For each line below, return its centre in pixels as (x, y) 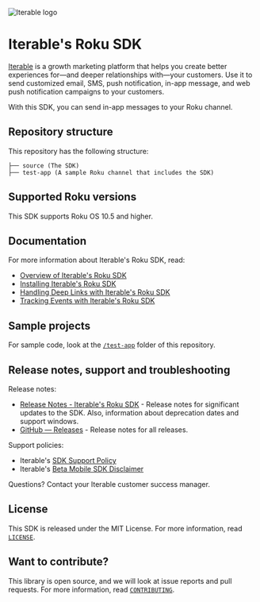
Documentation (48, 241)
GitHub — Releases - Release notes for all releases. (104, 430)
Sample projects (50, 326)
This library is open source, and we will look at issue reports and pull (120, 581)
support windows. (49, 421)
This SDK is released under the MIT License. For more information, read (126, 528)
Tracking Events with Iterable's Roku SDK (87, 301)
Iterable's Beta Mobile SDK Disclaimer (82, 469)
